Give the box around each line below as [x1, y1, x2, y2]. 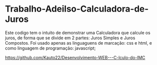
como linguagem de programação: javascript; [5, 45, 96, 51]
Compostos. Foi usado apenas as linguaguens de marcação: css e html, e [5, 40, 152, 46]
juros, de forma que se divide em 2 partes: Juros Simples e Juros [5, 35, 136, 41]
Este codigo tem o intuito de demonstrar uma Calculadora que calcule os [5, 30, 151, 35]
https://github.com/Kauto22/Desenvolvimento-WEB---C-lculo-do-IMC [5, 54, 145, 60]
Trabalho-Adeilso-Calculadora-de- [5, 3, 149, 15]
